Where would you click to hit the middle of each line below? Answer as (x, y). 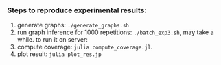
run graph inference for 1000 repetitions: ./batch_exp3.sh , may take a (115, 32)
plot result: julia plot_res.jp (59, 54)
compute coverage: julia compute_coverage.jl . (85, 47)
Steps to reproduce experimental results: (77, 10)
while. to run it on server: (52, 40)
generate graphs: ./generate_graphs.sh (73, 25)
